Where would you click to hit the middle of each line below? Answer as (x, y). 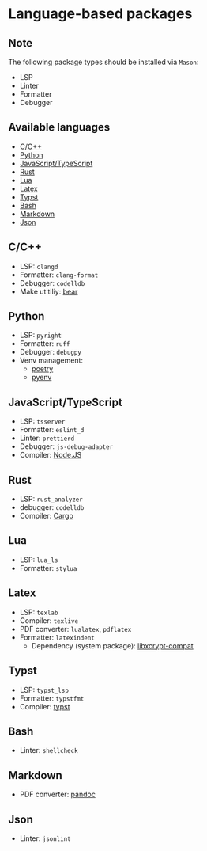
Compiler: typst (45, 706)
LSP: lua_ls (39, 560)
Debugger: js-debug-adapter (66, 446)
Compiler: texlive (49, 620)
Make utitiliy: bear (49, 291)
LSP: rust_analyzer (51, 499)
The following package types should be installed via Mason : (103, 62)
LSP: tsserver (42, 421)
